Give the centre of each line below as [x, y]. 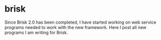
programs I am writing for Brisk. [36, 32]
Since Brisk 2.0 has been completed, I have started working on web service [80, 22]
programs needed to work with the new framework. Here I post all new [76, 27]
